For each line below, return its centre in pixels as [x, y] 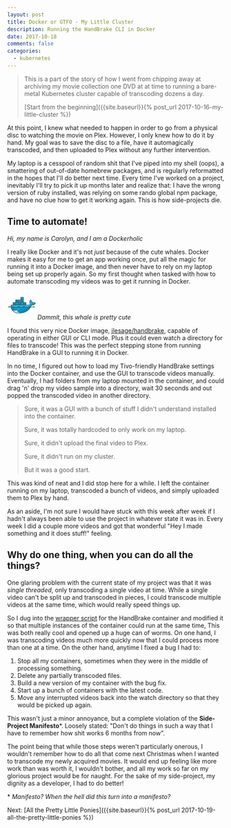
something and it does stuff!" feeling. [60, 533]
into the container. [50, 416]
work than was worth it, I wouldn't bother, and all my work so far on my [108, 769]
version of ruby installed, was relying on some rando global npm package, [112, 192]
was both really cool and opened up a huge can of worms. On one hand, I [111, 632]
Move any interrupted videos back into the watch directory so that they [118, 697]
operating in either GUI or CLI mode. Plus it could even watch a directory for [115, 338]
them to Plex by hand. [38, 497]
